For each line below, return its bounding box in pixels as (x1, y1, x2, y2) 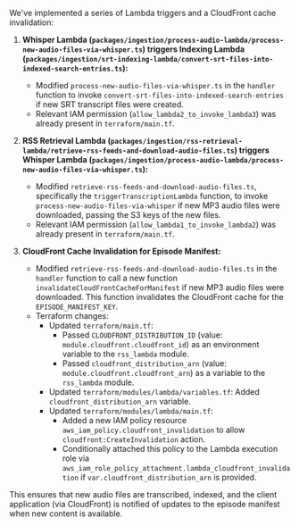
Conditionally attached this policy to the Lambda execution (62, 444, 278, 454)
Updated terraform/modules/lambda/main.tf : (48, 405, 214, 416)
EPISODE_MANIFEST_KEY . (35, 301, 119, 312)
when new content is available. (9, 508, 123, 519)
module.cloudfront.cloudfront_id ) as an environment (62, 339, 260, 349)
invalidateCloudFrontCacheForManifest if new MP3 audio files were (35, 282, 284, 293)
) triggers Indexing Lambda (142, 44, 245, 54)
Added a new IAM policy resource (62, 415, 187, 425)
